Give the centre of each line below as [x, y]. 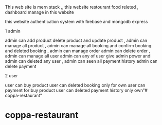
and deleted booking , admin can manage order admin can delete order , [78, 51]
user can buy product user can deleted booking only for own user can [75, 85]
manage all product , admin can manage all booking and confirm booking [78, 45]
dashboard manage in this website [40, 12]
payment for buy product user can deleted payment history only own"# [76, 90]
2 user [11, 76]
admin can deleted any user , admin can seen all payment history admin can [81, 61]
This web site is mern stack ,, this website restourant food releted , [72, 7]
